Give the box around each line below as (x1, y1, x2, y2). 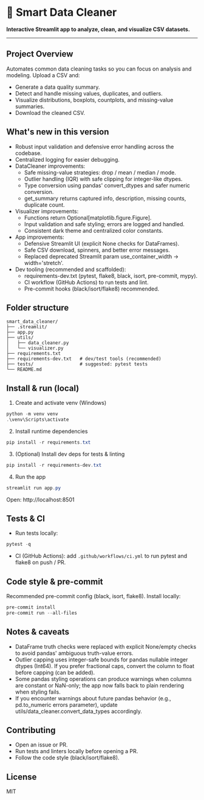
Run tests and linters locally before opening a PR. (15, 748, 138, 755)
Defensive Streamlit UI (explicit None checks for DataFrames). (24, 240, 180, 247)
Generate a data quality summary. (15, 83, 100, 91)
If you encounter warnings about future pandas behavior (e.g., (15, 694, 171, 702)
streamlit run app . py (6, 484, 61, 491)
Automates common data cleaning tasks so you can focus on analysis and (6, 65, 192, 72)
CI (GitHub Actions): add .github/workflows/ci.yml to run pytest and (15, 553, 188, 560)
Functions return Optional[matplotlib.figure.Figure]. (24, 214, 152, 221)
